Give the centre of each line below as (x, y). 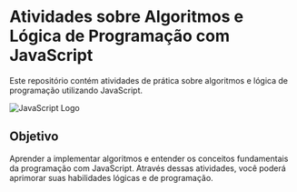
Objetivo (34, 137)
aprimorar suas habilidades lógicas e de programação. (111, 177)
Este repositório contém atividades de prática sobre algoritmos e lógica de (149, 80)
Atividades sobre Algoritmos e (126, 17)
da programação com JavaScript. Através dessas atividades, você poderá (148, 168)
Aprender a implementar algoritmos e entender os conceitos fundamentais (149, 158)
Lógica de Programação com (119, 36)
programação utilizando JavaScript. (76, 90)
